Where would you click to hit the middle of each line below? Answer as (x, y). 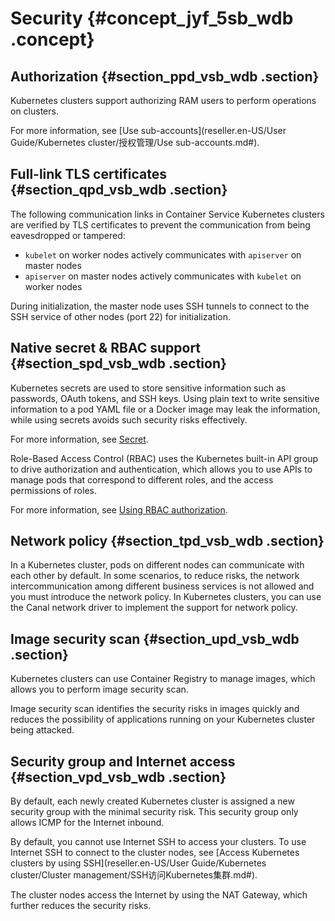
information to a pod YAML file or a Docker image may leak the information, (165, 409)
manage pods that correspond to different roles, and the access (142, 479)
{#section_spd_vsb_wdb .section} (118, 363)
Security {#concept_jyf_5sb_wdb (152, 18)
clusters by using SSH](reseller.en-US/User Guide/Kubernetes (138, 863)
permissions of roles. (53, 490)
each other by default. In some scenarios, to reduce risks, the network (155, 576)
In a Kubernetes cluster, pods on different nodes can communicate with (157, 565)
